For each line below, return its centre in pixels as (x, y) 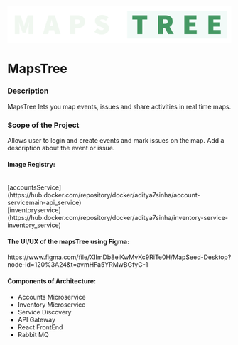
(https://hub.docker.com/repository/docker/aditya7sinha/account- (104, 195)
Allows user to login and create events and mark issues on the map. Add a (116, 141)
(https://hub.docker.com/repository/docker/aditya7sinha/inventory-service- (118, 218)
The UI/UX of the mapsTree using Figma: (69, 241)
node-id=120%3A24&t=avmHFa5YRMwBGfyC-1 (78, 265)
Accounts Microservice (52, 297)
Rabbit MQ (33, 334)
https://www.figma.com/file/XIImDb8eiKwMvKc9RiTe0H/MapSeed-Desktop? (119, 257)
